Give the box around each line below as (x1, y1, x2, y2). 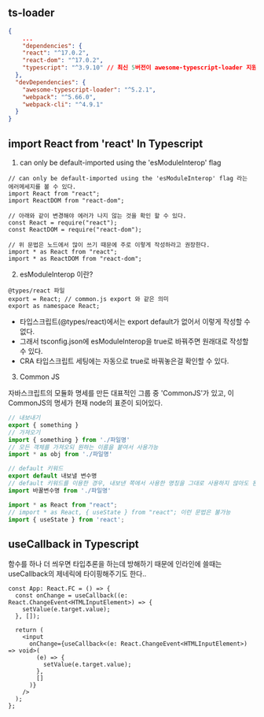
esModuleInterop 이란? (19, 269, 93, 279)
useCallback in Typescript (8, 537, 139, 551)
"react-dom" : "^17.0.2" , (22, 57, 104, 65)
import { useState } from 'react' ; (8, 515, 125, 523)
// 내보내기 (8, 414, 41, 422)
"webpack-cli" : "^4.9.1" (22, 100, 104, 109)
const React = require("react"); (8, 219, 118, 227)
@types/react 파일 (8, 287, 65, 295)
